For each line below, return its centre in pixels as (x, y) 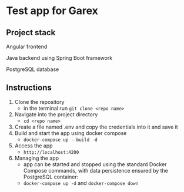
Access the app (34, 146)
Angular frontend (27, 46)
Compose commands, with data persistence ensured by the (96, 170)
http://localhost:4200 (51, 152)
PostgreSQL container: (51, 177)
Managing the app (37, 158)
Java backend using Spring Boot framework (59, 58)
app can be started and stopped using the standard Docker (95, 164)
